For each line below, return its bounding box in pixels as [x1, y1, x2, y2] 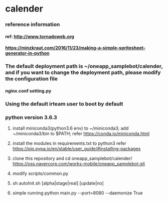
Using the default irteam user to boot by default [5, 100, 123, 107]
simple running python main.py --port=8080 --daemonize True [12, 190, 143, 196]
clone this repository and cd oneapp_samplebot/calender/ [12, 155, 132, 161]
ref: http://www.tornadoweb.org [5, 33, 74, 39]
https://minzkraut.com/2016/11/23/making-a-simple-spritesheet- [5, 45, 146, 51]
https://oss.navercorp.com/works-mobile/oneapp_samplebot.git [12, 161, 145, 167]
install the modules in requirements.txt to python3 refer [12, 140, 126, 146]
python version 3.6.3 [5, 114, 58, 121]
